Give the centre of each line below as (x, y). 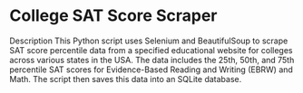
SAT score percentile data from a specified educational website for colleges (151, 50)
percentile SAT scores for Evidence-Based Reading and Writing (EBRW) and (151, 70)
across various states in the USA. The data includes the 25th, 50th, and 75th (152, 60)
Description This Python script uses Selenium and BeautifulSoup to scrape (149, 41)
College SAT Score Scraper (113, 16)
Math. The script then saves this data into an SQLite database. (126, 79)
